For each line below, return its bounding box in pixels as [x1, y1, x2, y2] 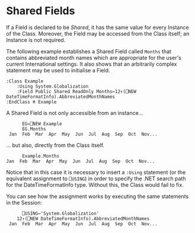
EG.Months [21, 126, 46, 132]
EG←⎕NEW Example [21, 120, 62, 127]
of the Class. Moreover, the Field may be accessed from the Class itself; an [6, 30, 190, 37]
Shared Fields [6, 4, 75, 18]
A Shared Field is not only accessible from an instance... [6, 109, 143, 116]
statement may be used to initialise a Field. [6, 66, 110, 74]
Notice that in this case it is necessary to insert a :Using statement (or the [6, 168, 186, 175]
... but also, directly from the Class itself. [6, 141, 105, 149]
